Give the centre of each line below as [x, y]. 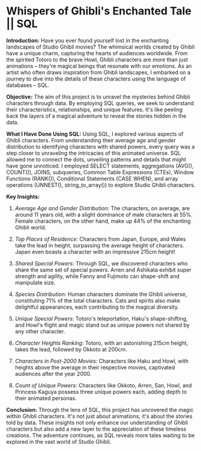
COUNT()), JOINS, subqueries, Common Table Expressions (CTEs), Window [100, 172]
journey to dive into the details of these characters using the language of [96, 79]
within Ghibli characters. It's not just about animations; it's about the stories [100, 416]
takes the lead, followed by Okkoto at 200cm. [71, 349]
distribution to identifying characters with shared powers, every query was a [100, 147]
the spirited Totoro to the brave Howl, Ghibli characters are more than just [97, 59]
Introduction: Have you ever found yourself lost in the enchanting [88, 40]
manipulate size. [35, 282]
